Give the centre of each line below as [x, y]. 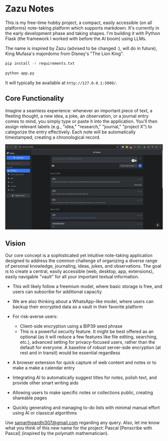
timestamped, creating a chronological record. [53, 137]
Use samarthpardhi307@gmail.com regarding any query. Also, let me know [82, 423]
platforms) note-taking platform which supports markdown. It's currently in [82, 28]
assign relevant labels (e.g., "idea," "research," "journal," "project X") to [79, 126]
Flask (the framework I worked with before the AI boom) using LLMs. [76, 39]
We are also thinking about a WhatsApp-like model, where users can [83, 302]
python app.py [20, 73]
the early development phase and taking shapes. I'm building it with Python [83, 33]
